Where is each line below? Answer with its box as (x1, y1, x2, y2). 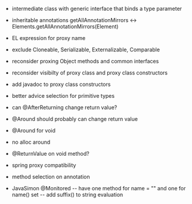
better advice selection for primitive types (11, 92, 115, 99)
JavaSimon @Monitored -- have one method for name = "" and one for (11, 185, 186, 191)
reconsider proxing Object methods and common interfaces (11, 58, 159, 64)
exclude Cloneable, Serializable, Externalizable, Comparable (11, 46, 160, 53)
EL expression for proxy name (11, 35, 86, 41)
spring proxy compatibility (11, 162, 76, 169)
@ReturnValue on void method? (11, 150, 89, 157)
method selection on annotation (11, 173, 91, 180)
